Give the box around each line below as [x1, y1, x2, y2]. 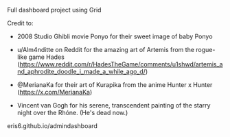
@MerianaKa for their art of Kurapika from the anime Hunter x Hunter [16, 81, 213, 88]
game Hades [28, 53, 65, 61]
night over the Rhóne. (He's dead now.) [16, 109, 128, 116]
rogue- [195, 46, 216, 53]
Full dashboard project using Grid [7, 6, 102, 14]
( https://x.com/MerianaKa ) [16, 88, 93, 96]
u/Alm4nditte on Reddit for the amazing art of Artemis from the [16, 46, 194, 53]
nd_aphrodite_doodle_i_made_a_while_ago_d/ [16, 68, 146, 75]
